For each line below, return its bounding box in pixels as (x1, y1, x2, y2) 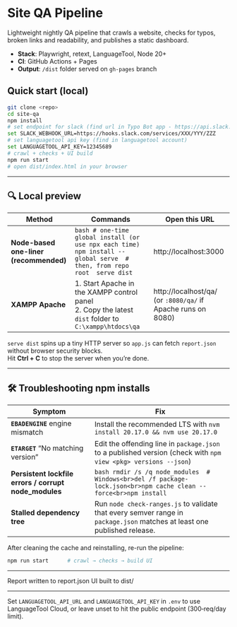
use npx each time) (74, 240, 140, 249)
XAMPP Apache (11, 300, 66, 310)
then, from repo (74, 262, 129, 270)
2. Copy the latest (74, 305, 134, 315)
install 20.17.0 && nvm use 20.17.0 (94, 428, 217, 436)
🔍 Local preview (7, 189, 82, 202)
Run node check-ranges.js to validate (94, 499, 219, 509)
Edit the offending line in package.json (94, 439, 220, 449)
